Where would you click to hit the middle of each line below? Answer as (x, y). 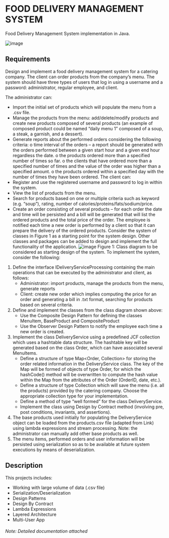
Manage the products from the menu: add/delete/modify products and (86, 118)
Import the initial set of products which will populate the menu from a (84, 107)
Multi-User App (29, 520)
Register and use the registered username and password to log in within (87, 182)
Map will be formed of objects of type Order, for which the (80, 369)
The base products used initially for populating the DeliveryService (82, 417)
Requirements (28, 59)
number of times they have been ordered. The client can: (72, 177)
